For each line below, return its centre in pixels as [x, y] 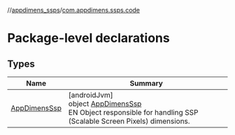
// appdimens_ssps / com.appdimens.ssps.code [74, 10]
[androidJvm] [91, 95]
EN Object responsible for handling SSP [133, 112]
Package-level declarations [88, 38]
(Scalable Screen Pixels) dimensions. [129, 121]
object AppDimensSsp [105, 104]
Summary [146, 83]
